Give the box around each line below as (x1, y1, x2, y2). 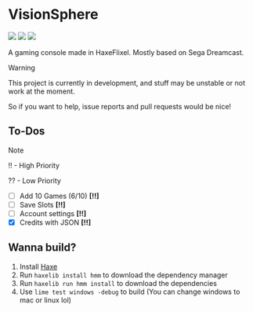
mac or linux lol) (19, 295, 72, 304)
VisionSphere (8, 6, 99, 24)
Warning (8, 63, 35, 72)
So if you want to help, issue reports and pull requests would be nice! (8, 101, 232, 111)
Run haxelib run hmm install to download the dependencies (19, 278, 218, 288)
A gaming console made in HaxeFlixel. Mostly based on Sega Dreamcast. (8, 47, 244, 57)
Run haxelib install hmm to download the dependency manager (19, 270, 229, 280)
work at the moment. (8, 86, 76, 96)
